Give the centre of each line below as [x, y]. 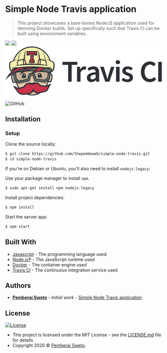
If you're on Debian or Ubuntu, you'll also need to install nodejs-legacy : [78, 169]
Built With [21, 242]
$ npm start [17, 227]
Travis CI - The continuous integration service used [65, 270]
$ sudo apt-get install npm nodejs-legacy [50, 188]
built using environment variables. [52, 33]
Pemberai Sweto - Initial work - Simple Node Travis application [77, 298]
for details [23, 340]
